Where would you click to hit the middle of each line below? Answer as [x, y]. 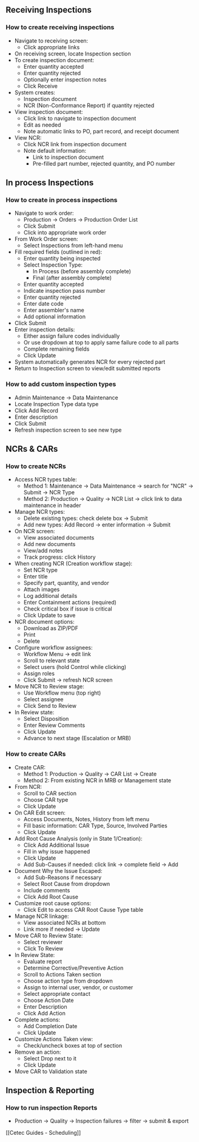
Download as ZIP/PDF [51, 628]
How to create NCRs [36, 466]
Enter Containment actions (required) [70, 603]
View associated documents [59, 538]
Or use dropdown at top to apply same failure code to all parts [101, 343]
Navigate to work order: [44, 213]
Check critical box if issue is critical [68, 609]
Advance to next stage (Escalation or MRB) [77, 738]
